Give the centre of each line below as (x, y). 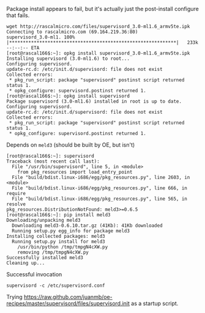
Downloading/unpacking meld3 (43, 220)
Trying (14, 297)
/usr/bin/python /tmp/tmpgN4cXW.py (63, 247)
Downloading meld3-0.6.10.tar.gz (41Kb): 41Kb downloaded (88, 226)
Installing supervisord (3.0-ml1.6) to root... (68, 59)
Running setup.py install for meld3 (58, 241)
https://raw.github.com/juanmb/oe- (68, 297)
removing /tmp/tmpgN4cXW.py (53, 252)
